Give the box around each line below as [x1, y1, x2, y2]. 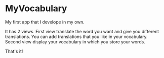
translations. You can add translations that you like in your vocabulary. [5, 34, 148, 39]
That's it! [5, 48, 23, 54]
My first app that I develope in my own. [5, 19, 85, 25]
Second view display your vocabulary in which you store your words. [5, 39, 146, 44]
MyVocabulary [5, 3, 68, 14]
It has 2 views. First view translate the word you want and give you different [5, 28, 159, 34]
